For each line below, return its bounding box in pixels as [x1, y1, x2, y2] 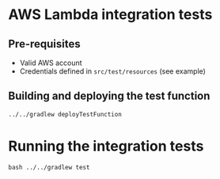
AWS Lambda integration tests [8, 6, 213, 24]
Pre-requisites [8, 37, 81, 51]
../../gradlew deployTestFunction [8, 110, 123, 118]
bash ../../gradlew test [8, 163, 90, 171]
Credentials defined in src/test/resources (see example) [19, 67, 206, 76]
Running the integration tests [8, 137, 204, 155]
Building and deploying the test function [8, 89, 211, 103]
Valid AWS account [19, 58, 82, 67]
